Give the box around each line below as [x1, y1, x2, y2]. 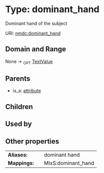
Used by [5, 120, 32, 128]
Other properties [5, 137, 59, 146]
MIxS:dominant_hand [44, 159, 95, 166]
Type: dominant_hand [5, 4, 100, 15]
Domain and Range [5, 45, 66, 54]
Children [5, 102, 33, 111]
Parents [5, 74, 30, 83]
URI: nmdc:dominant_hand [5, 30, 61, 36]
